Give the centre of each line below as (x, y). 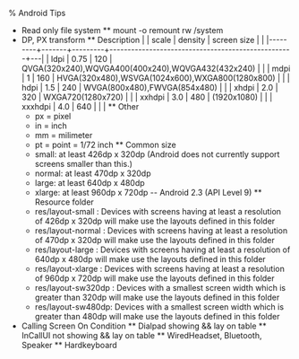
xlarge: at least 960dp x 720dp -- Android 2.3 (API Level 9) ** (148, 193)
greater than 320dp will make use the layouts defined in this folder (157, 297)
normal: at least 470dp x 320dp (93, 173)
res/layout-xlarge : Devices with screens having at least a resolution (160, 269)
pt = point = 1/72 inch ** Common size (105, 144)
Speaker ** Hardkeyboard (69, 345)
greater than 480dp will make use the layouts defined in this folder (157, 316)
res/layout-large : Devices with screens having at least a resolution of (162, 250)
